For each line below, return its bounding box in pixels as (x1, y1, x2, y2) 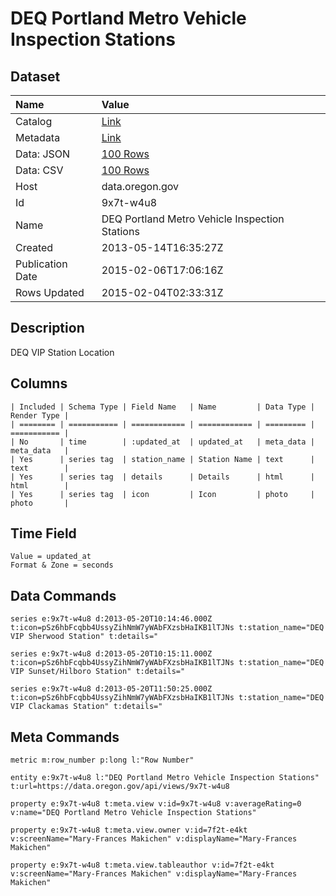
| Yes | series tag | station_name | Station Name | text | (10, 454, 315, 464)
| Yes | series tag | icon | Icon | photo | (10, 489, 315, 499)
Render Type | (10, 410, 70, 421)
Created (15, 241, 54, 254)
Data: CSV (15, 163, 64, 177)
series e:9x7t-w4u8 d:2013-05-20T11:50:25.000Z (10, 684, 213, 694)
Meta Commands (10, 728, 120, 746)
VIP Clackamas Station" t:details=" (10, 702, 163, 712)
